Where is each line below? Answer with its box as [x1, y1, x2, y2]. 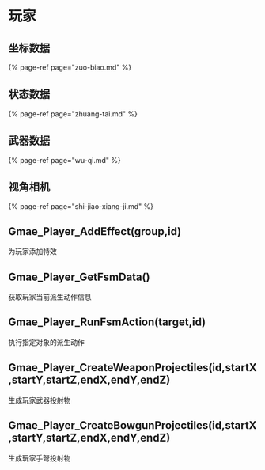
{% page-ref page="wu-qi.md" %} [8, 155, 121, 165]
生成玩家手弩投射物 [8, 453, 71, 463]
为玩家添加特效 [8, 247, 57, 256]
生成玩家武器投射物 [8, 395, 71, 404]
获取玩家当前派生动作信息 [8, 292, 92, 301]
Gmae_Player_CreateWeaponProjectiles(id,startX [8, 361, 257, 374]
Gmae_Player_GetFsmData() [8, 270, 150, 283]
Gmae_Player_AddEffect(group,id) [8, 225, 182, 238]
